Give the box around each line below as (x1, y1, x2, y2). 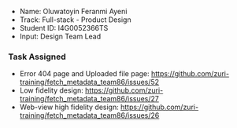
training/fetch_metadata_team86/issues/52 (19, 78, 160, 87)
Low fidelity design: (19, 86, 84, 95)
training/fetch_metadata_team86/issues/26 (19, 111, 160, 120)
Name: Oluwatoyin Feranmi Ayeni (19, 7, 128, 16)
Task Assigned (8, 51, 67, 62)
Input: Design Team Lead (19, 31, 102, 41)
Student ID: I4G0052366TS (19, 24, 109, 32)
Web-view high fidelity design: (19, 102, 120, 112)
